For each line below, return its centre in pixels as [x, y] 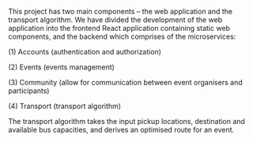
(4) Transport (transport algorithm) [64, 106]
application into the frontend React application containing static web [119, 28]
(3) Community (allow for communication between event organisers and [125, 82]
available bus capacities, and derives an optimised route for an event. [121, 130]
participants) [29, 91]
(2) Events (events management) [61, 67]
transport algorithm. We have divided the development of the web [115, 20]
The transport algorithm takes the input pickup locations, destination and [126, 121]
